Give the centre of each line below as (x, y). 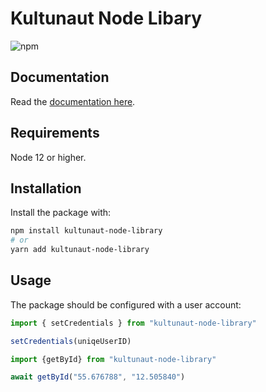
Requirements (55, 133)
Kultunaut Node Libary (106, 18)
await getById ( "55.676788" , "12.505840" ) (98, 377)
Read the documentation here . (73, 101)
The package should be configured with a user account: (126, 304)
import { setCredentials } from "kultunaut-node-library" (133, 323)
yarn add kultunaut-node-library (80, 250)
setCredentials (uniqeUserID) (71, 341)
